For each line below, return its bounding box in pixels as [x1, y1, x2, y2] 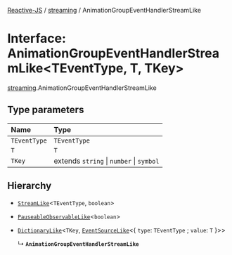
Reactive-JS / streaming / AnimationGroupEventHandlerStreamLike [7, 6, 202, 14]
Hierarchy [7, 180, 52, 192]
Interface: [7, 31, 67, 46]
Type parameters [7, 104, 84, 116]
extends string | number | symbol [53, 156, 160, 166]
